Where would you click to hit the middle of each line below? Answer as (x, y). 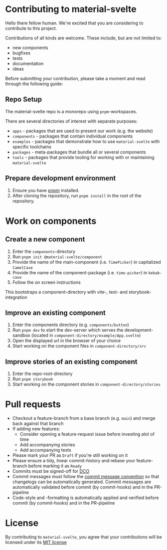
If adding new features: (36, 429)
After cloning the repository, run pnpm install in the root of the (77, 195)
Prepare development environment (61, 178)
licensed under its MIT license (36, 543)
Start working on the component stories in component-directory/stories (86, 384)
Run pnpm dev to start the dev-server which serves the (68, 330)
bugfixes (21, 53)
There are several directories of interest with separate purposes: (72, 121)
